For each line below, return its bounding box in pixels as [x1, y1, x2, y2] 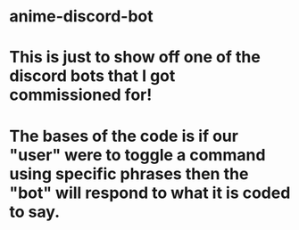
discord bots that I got [9, 66, 176, 86]
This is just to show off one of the [9, 47, 261, 68]
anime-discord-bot [9, 6, 154, 27]
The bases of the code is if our [9, 126, 239, 146]
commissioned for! [9, 85, 153, 105]
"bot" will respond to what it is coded [9, 183, 291, 202]
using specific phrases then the [9, 163, 249, 184]
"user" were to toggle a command [9, 144, 266, 165]
